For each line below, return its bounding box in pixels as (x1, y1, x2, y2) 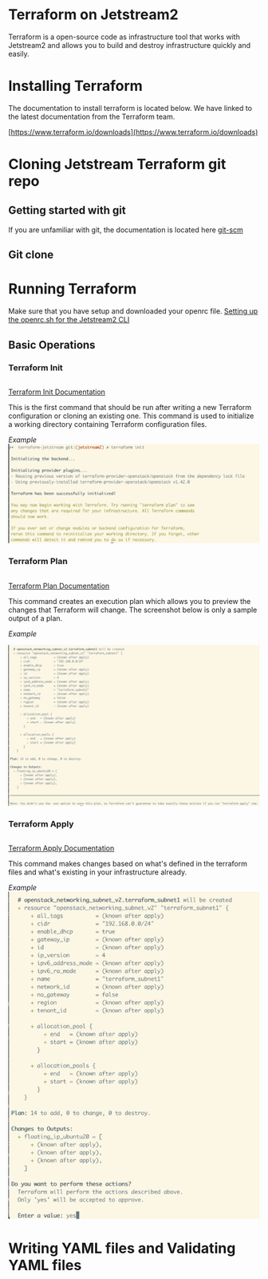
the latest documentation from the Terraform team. (8, 112, 175, 121)
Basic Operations (8, 338, 96, 352)
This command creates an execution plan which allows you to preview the (8, 596, 251, 606)
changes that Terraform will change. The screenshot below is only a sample (8, 605, 258, 614)
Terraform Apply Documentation (8, 843, 115, 853)
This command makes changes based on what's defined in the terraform (8, 859, 247, 869)
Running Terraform (8, 280, 137, 298)
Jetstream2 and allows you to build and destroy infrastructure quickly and (8, 40, 251, 49)
